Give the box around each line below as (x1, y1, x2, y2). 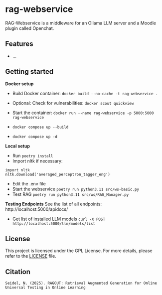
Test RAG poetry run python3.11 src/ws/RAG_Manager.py (12, 191, 129, 197)
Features (5, 40, 33, 48)
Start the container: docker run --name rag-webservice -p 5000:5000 (12, 110, 154, 116)
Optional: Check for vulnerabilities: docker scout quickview (12, 100, 134, 106)
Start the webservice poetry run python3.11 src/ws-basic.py (12, 186, 140, 192)
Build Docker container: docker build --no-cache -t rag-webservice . (12, 90, 158, 96)
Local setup (5, 143, 30, 149)
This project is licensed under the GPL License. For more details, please (5, 248, 153, 254)
